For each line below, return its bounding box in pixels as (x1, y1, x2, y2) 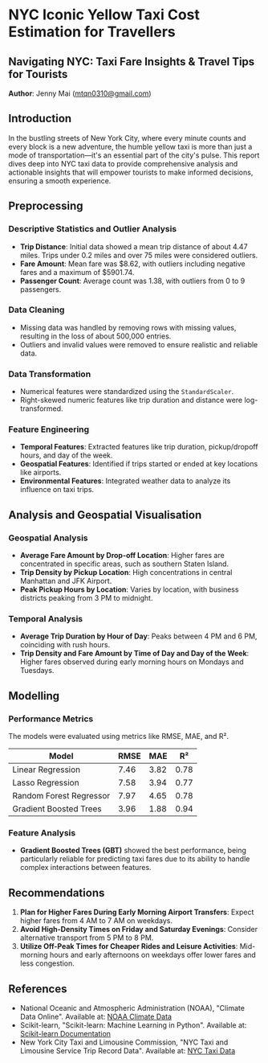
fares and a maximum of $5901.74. (19, 267, 135, 277)
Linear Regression (12, 764, 81, 775)
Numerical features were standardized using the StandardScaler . (19, 387, 234, 396)
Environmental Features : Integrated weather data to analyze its (19, 476, 231, 486)
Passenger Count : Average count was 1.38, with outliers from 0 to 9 (19, 276, 246, 285)
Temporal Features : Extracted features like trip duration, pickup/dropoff (19, 442, 258, 452)
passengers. (19, 284, 62, 294)
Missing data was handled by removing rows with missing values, (19, 322, 237, 332)
